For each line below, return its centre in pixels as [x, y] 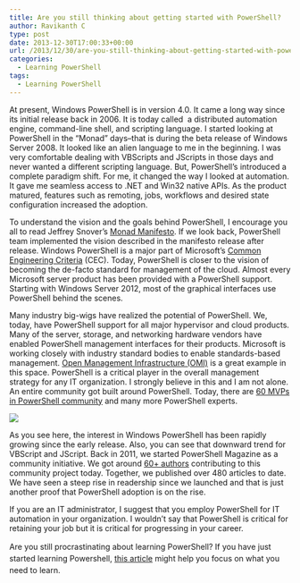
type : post [29, 34]
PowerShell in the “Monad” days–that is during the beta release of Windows [149, 138]
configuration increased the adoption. [79, 204]
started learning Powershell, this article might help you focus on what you [144, 558]
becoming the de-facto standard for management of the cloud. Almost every [150, 269]
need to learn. [35, 570]
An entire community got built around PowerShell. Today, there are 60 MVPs [150, 391]
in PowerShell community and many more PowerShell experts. [124, 401]
